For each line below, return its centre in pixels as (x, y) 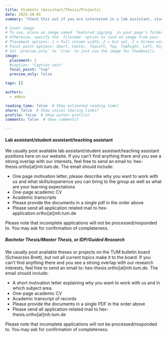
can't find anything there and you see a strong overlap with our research (79, 263)
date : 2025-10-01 (23, 14)
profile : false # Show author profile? (48, 115)
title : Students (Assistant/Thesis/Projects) (53, 10)
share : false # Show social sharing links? (52, 110)
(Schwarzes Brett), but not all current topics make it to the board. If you (78, 257)
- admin (18, 97)
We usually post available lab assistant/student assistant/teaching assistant (82, 151)
